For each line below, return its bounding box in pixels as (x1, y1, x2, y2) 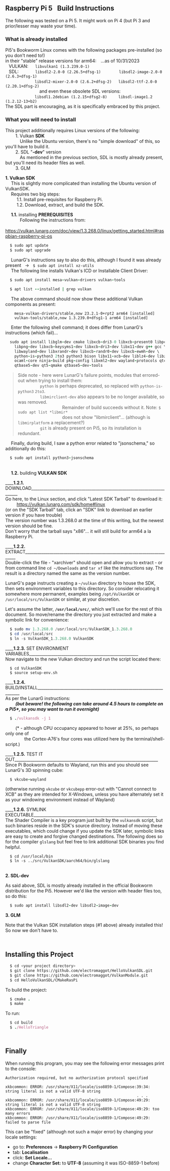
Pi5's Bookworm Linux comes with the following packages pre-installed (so (5, 47, 162, 53)
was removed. (17, 399, 48, 405)
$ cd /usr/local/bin (10, 854, 53, 859)
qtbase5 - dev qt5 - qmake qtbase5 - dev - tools (14, 363, 103, 368)
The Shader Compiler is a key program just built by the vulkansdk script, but (5, 817, 163, 824)
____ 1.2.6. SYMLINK (5, 806, 47, 812)
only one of (5, 730, 29, 736)
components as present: (5, 301, 56, 307)
